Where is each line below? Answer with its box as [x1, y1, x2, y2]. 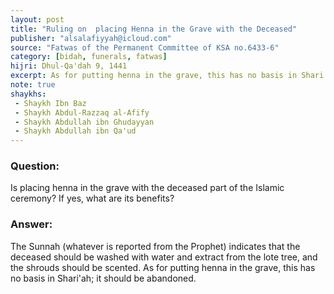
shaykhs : [10, 89, 47, 99]
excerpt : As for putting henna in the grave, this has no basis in [10, 71, 298, 81]
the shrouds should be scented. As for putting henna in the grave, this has [10, 261, 316, 273]
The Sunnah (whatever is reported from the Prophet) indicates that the [10, 240, 301, 252]
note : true [10, 80, 56, 90]
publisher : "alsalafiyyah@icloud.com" [10, 33, 172, 43]
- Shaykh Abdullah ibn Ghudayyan [14, 117, 155, 127]
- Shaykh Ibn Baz [14, 98, 87, 108]
